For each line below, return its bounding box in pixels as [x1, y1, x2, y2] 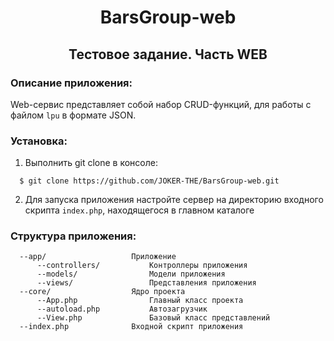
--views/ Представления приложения [36, 278, 257, 288]
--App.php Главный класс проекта [36, 296, 244, 306]
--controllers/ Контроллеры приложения [36, 261, 248, 271]
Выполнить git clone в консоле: [24, 157, 158, 169]
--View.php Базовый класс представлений [36, 313, 271, 323]
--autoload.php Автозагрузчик [36, 304, 208, 315]
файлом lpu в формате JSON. [10, 109, 137, 121]
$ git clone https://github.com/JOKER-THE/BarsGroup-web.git [19, 176, 280, 186]
